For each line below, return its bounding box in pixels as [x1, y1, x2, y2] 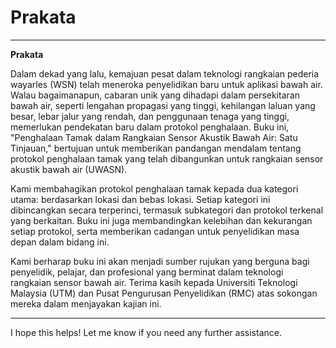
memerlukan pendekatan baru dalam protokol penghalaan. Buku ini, [10, 121, 290, 133]
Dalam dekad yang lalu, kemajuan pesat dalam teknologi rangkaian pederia [10, 67, 320, 80]
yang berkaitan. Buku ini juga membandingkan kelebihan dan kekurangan [10, 214, 313, 226]
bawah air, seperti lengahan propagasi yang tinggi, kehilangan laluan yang [10, 99, 316, 111]
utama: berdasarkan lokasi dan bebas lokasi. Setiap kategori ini [10, 193, 271, 205]
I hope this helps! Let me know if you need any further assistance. [10, 326, 282, 338]
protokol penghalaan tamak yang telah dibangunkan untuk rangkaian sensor [10, 152, 324, 165]
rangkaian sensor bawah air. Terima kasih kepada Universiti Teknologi [10, 276, 298, 288]
